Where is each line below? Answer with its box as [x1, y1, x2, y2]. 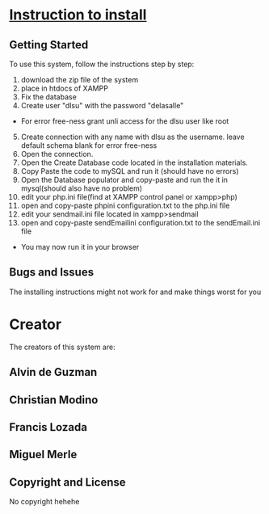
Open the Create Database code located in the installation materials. [20, 158, 249, 167]
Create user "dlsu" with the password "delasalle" [20, 101, 184, 110]
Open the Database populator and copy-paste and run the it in [20, 175, 229, 184]
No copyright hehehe [9, 497, 80, 507]
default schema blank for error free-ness [20, 141, 158, 150]
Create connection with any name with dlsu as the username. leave [20, 132, 245, 141]
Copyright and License [9, 475, 126, 489]
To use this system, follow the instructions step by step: [9, 59, 195, 69]
